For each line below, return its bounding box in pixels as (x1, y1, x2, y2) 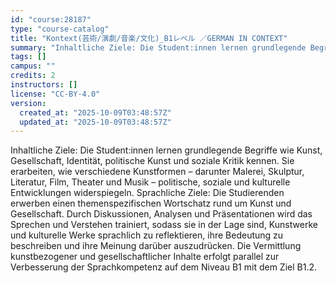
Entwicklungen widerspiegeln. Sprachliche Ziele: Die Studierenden (10, 187, 285, 199)
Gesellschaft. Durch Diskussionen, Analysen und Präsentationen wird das (10, 208, 313, 220)
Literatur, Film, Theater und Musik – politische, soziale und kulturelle (10, 176, 291, 188)
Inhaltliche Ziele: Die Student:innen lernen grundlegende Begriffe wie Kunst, (10, 144, 323, 156)
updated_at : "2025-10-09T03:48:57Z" (19, 117, 172, 127)
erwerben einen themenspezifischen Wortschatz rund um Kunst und (10, 197, 292, 210)
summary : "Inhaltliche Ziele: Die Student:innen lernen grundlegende (10, 42, 307, 53)
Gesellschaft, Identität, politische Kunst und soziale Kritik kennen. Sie (10, 155, 295, 167)
